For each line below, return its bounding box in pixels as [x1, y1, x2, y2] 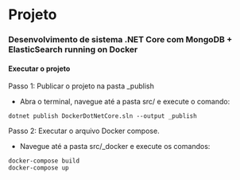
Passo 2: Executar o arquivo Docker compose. [8, 126, 161, 136]
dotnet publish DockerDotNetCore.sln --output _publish [8, 112, 197, 120]
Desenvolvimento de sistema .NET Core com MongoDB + [8, 34, 233, 45]
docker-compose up [8, 164, 69, 172]
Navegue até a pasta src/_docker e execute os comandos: [19, 142, 211, 151]
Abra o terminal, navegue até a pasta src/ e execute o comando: [19, 97, 230, 107]
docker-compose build [8, 157, 80, 165]
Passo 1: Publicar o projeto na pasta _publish [8, 81, 155, 91]
